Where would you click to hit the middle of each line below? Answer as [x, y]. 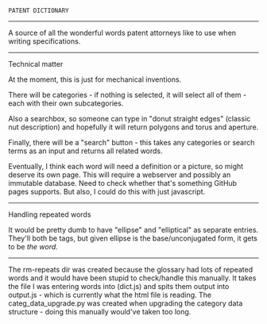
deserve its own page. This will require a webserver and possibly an [120, 175]
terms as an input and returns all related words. [85, 151]
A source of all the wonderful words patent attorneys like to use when [122, 33]
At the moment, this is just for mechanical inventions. [95, 79]
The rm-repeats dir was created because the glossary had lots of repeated [131, 270]
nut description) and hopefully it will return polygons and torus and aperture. [133, 127]
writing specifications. [44, 41]
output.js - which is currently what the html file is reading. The [110, 295]
